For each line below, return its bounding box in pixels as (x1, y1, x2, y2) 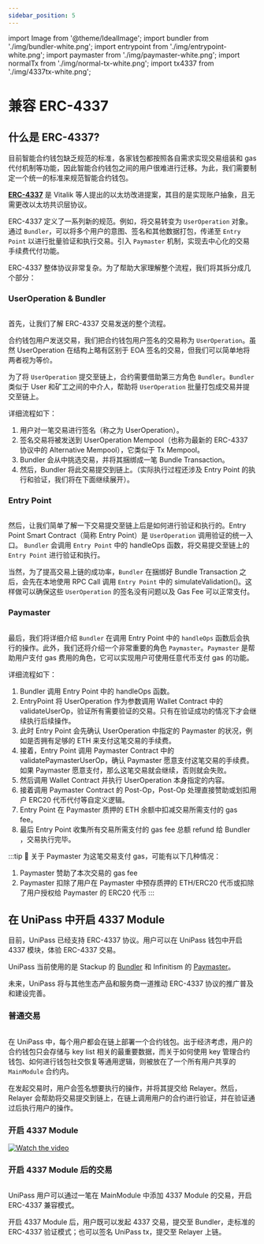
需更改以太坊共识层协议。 (8, 199, 91, 209)
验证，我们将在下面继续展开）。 (33, 475, 134, 484)
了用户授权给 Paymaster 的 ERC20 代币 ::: (19, 888, 155, 897)
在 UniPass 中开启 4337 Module (8, 913, 165, 926)
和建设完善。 (8, 989, 50, 998)
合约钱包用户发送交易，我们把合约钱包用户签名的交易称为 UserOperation (8, 335, 243, 344)
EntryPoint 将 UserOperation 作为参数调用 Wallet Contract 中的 (19, 696, 223, 705)
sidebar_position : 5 (8, 11, 76, 20)
